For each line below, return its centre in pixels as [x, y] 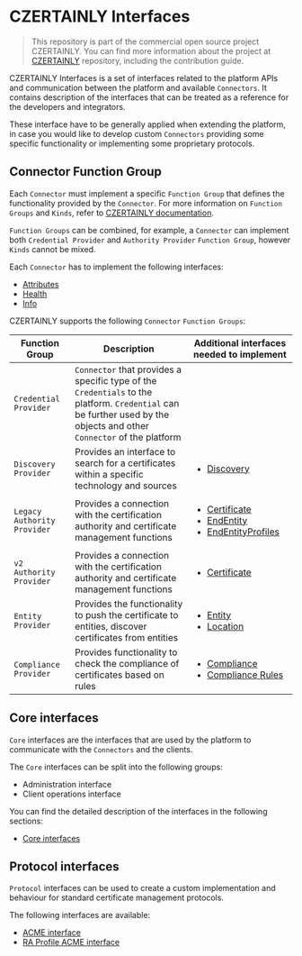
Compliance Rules [245, 675]
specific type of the [116, 380]
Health [35, 294]
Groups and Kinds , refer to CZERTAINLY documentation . [111, 213]
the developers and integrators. [67, 106]
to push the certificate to [127, 615]
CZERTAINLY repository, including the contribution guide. [138, 60]
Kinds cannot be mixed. [53, 249]
